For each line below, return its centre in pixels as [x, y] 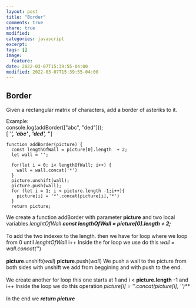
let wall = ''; [30, 155]
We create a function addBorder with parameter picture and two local [91, 217]
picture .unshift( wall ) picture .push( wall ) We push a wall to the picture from [96, 261]
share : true [21, 28]
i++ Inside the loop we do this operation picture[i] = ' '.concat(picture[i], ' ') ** [98, 286]
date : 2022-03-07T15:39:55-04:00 [47, 66]
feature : [22, 61]
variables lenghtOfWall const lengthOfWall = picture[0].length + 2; [89, 224]
